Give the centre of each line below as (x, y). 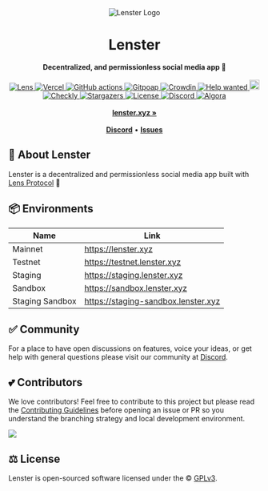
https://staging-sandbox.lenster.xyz (152, 301)
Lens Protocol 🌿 (34, 183)
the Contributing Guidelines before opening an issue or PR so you (116, 410)
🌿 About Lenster (50, 155)
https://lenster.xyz (119, 249)
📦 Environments (51, 209)
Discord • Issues (134, 129)
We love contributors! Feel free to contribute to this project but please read (131, 402)
